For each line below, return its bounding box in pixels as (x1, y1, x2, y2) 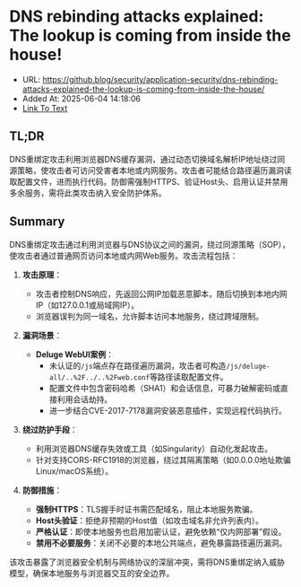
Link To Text (21, 102, 68, 113)
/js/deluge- (225, 362, 271, 371)
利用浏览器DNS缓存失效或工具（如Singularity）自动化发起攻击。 (35, 442, 273, 454)
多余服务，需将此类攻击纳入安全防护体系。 (9, 187, 167, 198)
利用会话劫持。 (56, 393, 113, 405)
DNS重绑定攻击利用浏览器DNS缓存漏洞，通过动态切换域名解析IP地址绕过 (9, 153, 278, 164)
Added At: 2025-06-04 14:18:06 (21, 92, 142, 104)
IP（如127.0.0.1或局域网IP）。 (35, 299, 140, 311)
